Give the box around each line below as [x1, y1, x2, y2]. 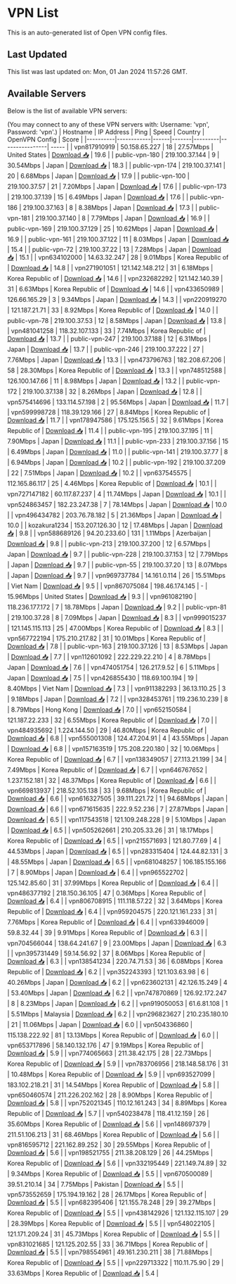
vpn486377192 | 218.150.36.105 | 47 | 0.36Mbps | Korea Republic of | [7, 888, 206, 897]
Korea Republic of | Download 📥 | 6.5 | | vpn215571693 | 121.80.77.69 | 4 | [7, 836, 221, 845]
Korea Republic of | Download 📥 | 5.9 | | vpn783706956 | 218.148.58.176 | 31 [7, 1059, 228, 1068]
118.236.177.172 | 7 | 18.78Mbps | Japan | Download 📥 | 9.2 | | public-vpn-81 [7, 603, 227, 611]
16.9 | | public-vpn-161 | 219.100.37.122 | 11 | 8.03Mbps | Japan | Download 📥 [7, 234, 230, 244]
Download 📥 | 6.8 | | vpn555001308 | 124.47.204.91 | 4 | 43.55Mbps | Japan [7, 734, 228, 742]
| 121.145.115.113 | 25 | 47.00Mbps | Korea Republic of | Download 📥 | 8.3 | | [7, 624, 223, 632]
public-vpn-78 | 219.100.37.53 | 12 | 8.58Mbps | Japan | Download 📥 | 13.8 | [7, 316, 226, 325]
